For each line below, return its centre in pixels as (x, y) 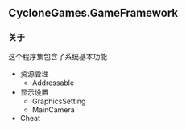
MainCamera (53, 109)
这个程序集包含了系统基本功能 (58, 56)
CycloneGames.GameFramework (93, 13)
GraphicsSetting (59, 101)
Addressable (53, 83)
